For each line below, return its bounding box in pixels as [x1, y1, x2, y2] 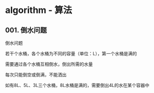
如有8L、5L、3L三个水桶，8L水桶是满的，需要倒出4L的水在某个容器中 [5, 83, 149, 88]
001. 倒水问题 [5, 26, 47, 34]
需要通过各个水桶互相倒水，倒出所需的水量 [5, 61, 93, 67]
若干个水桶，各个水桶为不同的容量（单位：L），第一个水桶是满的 [5, 51, 137, 56]
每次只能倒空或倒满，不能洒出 [5, 72, 66, 78]
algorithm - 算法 [5, 4, 72, 16]
